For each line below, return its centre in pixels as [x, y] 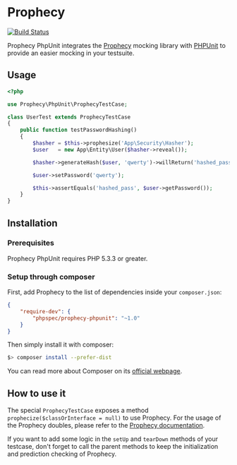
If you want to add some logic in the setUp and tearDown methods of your [113, 439]
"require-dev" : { [45, 311]
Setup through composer [51, 277]
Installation [32, 223]
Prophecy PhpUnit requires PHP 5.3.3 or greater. [78, 258]
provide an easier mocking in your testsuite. [71, 53]
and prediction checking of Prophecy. [62, 454]
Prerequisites [31, 243]
